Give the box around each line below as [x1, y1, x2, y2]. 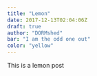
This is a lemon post [7, 61, 64, 69]
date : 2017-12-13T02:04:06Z [7, 17, 88, 23]
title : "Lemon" [7, 10, 51, 17]
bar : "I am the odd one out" [7, 36, 91, 43]
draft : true [7, 23, 41, 30]
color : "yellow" [7, 42, 54, 49]
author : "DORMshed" [7, 29, 63, 37]
